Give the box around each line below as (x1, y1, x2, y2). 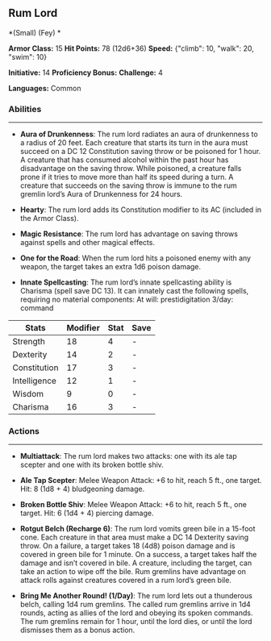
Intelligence (12, 375, 56, 386)
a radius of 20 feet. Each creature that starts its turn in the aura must (19, 138, 248, 148)
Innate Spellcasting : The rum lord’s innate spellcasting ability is (19, 277, 232, 287)
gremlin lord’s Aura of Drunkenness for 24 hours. (19, 189, 183, 199)
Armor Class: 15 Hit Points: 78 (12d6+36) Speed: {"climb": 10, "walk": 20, (8, 44, 254, 53)
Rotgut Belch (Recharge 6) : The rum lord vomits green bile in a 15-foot (19, 524, 256, 534)
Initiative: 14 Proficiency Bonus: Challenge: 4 (8, 68, 163, 77)
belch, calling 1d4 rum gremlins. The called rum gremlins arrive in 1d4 (19, 600, 252, 610)
